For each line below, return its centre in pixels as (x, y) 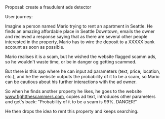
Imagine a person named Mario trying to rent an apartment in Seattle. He (79, 26)
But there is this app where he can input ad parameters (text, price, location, (83, 71)
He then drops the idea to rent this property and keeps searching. (72, 111)
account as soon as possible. (35, 47)
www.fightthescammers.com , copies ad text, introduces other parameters (80, 96)
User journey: (19, 16)
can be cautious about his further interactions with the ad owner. (71, 82)
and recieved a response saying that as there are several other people (76, 37)
